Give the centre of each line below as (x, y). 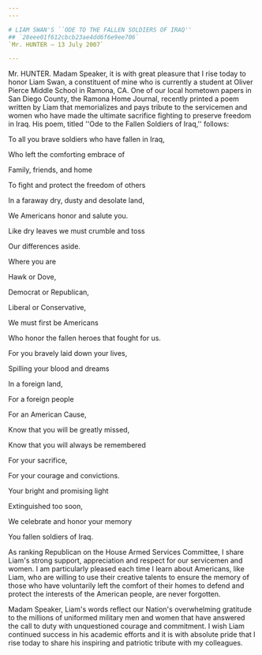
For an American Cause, (47, 414)
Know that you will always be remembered (77, 445)
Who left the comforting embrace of (67, 155)
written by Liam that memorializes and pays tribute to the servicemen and (128, 107)
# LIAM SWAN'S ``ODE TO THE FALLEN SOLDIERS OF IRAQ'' (100, 30)
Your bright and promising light (58, 491)
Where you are (32, 262)
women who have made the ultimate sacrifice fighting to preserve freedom (130, 116)
